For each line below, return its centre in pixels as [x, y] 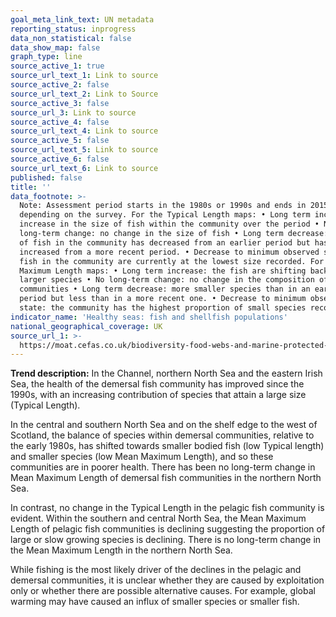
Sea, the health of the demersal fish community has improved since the [157, 384]
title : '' [31, 187]
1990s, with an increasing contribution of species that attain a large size [158, 395]
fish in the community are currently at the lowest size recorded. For [172, 261]
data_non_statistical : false [71, 38]
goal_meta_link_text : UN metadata [82, 19]
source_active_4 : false [60, 122]
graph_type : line [46, 57]
